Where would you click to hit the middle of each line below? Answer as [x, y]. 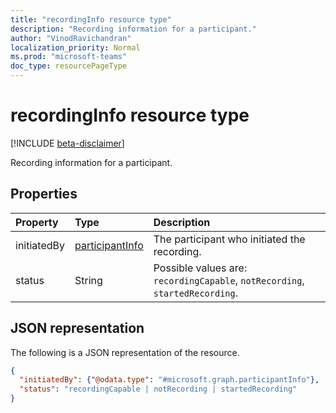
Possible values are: [200, 268]
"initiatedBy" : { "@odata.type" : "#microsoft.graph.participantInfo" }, [169, 380]
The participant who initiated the [229, 239]
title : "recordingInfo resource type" [91, 19]
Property [37, 222]
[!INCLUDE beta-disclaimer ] [67, 143]
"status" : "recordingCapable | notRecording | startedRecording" [158, 389]
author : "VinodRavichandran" [71, 38]
